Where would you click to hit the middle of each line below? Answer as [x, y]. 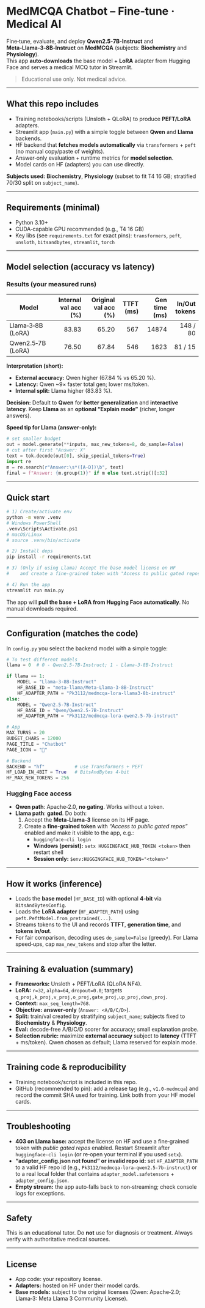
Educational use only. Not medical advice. [74, 79]
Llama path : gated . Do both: [51, 813]
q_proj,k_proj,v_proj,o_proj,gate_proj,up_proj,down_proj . [91, 997]
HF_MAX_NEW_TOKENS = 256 [38, 778]
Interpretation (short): [35, 366]
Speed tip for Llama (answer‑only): [52, 428]
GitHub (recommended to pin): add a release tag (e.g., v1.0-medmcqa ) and [107, 1088]
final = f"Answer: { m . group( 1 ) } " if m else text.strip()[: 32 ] [87, 473]
